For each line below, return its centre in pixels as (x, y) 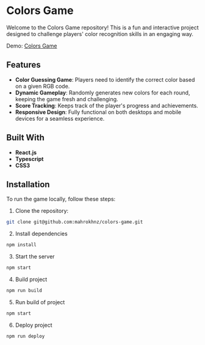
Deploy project (34, 325)
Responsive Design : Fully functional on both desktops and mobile (98, 112)
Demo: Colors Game (32, 46)
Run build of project (40, 302)
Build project (31, 279)
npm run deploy (26, 336)
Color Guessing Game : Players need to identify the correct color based (105, 79)
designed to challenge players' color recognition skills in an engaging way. (100, 34)
